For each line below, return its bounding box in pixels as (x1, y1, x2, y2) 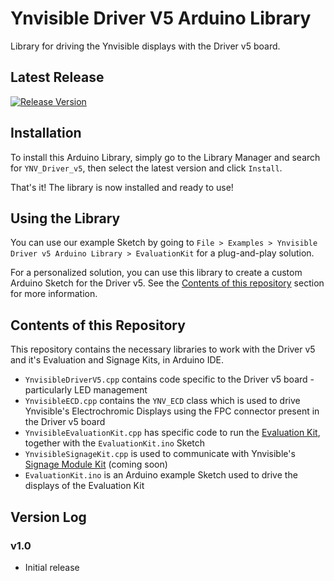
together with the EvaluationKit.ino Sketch (24, 437, 206, 449)
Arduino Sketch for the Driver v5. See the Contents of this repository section (10, 277, 325, 289)
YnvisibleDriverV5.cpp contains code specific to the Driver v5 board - (24, 373, 315, 386)
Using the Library (10, 210, 121, 227)
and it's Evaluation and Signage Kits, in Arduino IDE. (10, 354, 225, 366)
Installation (10, 125, 82, 142)
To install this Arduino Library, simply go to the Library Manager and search (10, 151, 321, 163)
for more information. (10, 288, 98, 300)
